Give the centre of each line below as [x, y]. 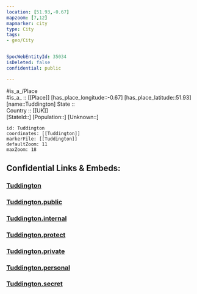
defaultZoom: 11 [27, 144]
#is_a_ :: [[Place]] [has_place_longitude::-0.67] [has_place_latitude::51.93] [99, 97]
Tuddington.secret [34, 284]
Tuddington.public [34, 202]
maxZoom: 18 [21, 149]
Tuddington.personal [38, 268]
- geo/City [20, 40]
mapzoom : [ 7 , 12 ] [27, 18]
